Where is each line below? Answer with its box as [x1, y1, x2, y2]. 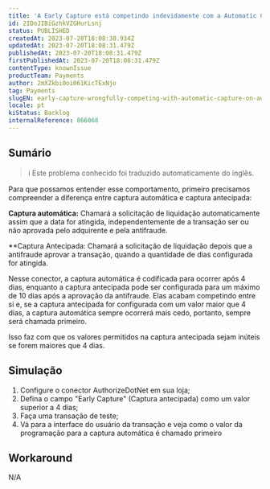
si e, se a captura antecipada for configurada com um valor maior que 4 [8, 299, 247, 309]
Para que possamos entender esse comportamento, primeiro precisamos [8, 184, 251, 194]
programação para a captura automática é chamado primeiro [19, 428, 223, 438]
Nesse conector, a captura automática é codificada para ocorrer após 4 [8, 273, 246, 283]
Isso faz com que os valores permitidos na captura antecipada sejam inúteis [8, 331, 260, 342]
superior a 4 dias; [19, 402, 79, 412]
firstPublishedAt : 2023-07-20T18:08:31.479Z [8, 57, 160, 65]
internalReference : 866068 [8, 117, 99, 125]
